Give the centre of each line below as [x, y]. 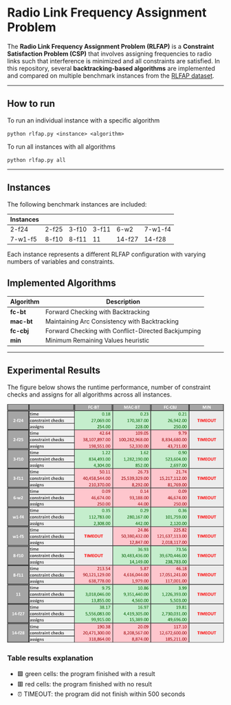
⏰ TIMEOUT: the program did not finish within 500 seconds [101, 694]
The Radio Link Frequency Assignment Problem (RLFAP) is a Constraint [111, 46]
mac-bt [21, 321]
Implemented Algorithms [62, 283]
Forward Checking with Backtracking [97, 312]
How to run [31, 104]
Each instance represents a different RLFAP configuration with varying [107, 254]
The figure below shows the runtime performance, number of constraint [109, 387]
